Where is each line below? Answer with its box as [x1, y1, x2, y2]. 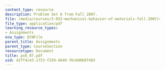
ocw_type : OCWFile [5, 35, 43, 40]
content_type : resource [5, 7, 54, 12]
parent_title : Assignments [5, 39, 60, 44]
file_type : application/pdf [5, 21, 63, 26]
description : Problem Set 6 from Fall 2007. [5, 12, 98, 17]
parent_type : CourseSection [5, 44, 63, 49]
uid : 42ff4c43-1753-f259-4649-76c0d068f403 [5, 58, 96, 63]
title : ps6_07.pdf [5, 53, 43, 58]
